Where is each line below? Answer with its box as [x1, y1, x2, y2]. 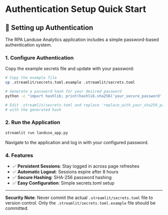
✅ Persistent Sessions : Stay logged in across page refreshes [12, 163, 140, 169]
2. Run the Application [5, 119, 60, 126]
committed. [5, 206, 29, 212]
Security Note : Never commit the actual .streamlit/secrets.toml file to [5, 195, 153, 201]
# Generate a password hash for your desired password [5, 89, 122, 94]
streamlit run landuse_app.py [5, 130, 68, 135]
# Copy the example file [5, 75, 57, 80]
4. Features [5, 152, 33, 159]
